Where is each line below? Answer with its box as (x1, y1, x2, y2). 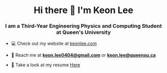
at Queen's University (56, 29, 111, 36)
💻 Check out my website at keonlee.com (11, 40, 97, 47)
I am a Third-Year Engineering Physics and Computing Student (5, 23, 162, 30)
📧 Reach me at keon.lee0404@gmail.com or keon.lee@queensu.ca (11, 52, 156, 58)
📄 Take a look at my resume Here (11, 62, 80, 68)
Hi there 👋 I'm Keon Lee (33, 5, 134, 16)
